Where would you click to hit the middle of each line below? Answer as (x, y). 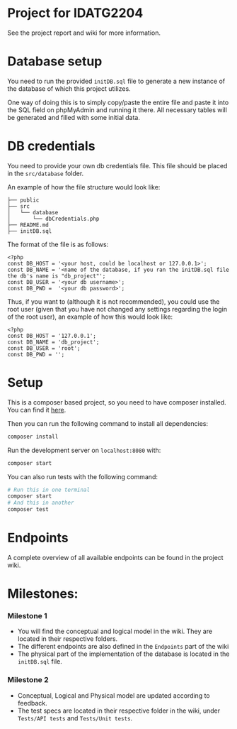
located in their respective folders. (68, 639)
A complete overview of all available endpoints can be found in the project (116, 557)
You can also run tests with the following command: (82, 476)
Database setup (55, 61)
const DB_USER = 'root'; (44, 348)
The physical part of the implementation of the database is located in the (123, 654)
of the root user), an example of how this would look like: (90, 317)
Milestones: (43, 594)
